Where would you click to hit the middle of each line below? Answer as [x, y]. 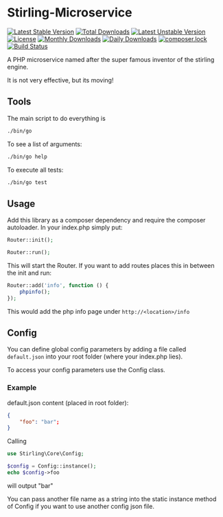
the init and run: [30, 273]
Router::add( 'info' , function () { [58, 285]
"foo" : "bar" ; [39, 422]
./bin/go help [27, 157]
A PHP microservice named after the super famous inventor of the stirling [111, 59]
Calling [17, 441]
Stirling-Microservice [70, 13]
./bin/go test [27, 182]
